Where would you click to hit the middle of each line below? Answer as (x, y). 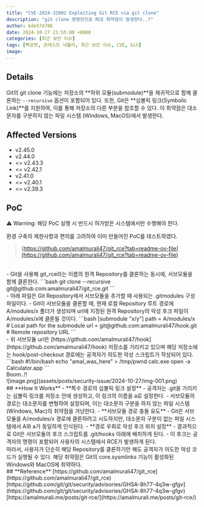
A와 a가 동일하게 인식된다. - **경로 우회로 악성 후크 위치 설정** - (99, 426)
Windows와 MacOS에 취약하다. (44, 465)
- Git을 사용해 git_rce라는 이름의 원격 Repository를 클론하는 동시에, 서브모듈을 (100, 274)
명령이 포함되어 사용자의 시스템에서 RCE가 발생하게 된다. (90, 442)
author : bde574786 (30, 26)
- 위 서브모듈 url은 (28, 340)
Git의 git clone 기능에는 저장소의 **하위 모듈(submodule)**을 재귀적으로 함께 (99, 92)
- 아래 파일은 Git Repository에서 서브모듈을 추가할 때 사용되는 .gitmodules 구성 (101, 296)
